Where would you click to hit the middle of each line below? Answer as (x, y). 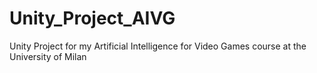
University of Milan (48, 56)
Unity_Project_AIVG (92, 18)
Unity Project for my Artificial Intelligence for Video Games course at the (158, 46)
